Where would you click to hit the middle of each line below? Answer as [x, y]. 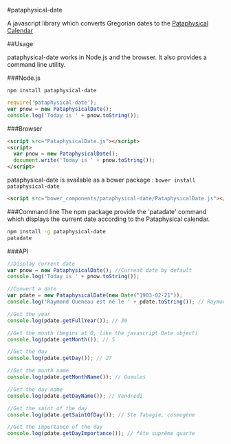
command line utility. [36, 64]
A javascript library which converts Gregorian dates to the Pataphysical [108, 23]
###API [18, 251]
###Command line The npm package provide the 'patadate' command [107, 211]
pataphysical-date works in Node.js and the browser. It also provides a [107, 57]
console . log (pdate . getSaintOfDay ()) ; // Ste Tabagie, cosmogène [101, 415]
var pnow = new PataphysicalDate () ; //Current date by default [100, 270]
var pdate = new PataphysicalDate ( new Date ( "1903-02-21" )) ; [95, 295]
